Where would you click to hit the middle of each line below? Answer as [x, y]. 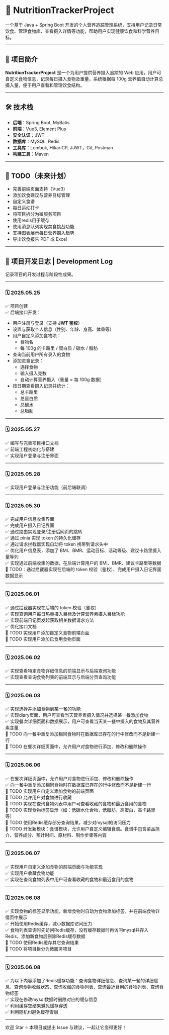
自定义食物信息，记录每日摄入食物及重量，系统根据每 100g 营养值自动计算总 [84, 79]
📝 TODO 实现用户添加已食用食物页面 [43, 639]
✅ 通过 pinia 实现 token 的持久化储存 [43, 538]
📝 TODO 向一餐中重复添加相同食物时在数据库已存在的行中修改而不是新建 [80, 734]
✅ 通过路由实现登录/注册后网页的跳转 [44, 532]
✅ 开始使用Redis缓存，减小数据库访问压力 [49, 924]
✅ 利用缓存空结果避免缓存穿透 [36, 1006]
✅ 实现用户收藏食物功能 [30, 873]
